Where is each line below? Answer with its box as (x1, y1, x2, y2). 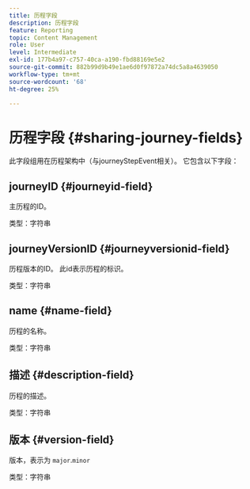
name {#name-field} (9, 304, 113, 317)
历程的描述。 (9, 391, 51, 400)
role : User (9, 41, 45, 49)
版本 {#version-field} (9, 433, 115, 446)
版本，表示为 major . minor (9, 456, 90, 465)
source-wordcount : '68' (9, 78, 88, 85)
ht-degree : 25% (9, 85, 59, 93)
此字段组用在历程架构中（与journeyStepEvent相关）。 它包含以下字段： (9, 156, 239, 166)
